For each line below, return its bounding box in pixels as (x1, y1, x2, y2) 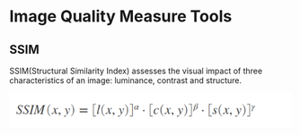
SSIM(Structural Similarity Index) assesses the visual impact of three (9, 65, 263, 76)
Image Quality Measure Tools (9, 6, 233, 27)
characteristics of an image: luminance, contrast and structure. (9, 75, 243, 86)
